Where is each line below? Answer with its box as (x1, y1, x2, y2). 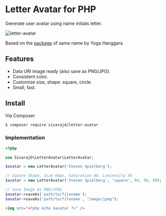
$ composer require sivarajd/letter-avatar (5, 122, 99, 127)
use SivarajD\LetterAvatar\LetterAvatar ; (5, 155, 94, 160)
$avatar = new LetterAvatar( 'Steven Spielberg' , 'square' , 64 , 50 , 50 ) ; (5, 178, 162, 183)
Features (5, 55, 34, 63)
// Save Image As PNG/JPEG (5, 187, 62, 192)
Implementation (5, 134, 46, 141)
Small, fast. (12, 84, 36, 90)
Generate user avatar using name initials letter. (5, 20, 102, 26)
